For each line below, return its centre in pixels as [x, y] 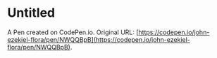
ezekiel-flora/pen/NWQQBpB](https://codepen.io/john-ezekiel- [99, 39]
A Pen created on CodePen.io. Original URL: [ [73, 32]
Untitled [31, 13]
